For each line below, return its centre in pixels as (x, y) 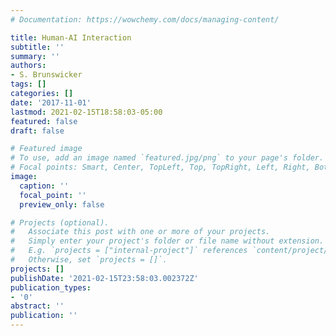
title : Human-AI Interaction (71, 37)
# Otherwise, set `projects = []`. (89, 260)
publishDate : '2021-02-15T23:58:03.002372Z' (104, 278)
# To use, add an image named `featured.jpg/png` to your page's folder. (167, 158)
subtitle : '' (37, 47)
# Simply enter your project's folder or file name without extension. (167, 241)
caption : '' (44, 186)
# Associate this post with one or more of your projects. (140, 232)
